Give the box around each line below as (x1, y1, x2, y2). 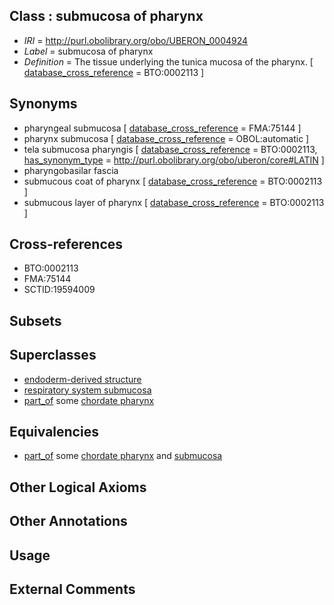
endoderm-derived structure (23, 373, 142, 385)
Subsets (9, 312, 62, 329)
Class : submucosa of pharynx (9, 8, 204, 25)
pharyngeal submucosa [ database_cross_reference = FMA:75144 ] (23, 122, 302, 134)
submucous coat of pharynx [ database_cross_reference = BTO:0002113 (23, 175, 323, 187)
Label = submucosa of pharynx (23, 45, 154, 57)
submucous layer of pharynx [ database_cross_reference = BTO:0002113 (23, 196, 325, 208)
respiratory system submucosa (23, 384, 152, 396)
